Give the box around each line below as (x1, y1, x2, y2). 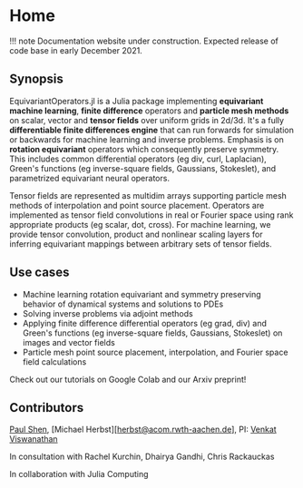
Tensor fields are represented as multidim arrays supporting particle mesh (9, 190, 288, 200)
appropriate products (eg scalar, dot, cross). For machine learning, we (9, 219, 271, 229)
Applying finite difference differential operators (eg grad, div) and (22, 317, 268, 328)
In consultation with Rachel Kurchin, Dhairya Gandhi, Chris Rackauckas (9, 451, 275, 463)
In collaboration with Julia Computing (9, 469, 149, 480)
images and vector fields (22, 337, 115, 347)
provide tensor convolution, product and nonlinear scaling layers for (9, 229, 263, 239)
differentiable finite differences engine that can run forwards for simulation (9, 124, 295, 135)
